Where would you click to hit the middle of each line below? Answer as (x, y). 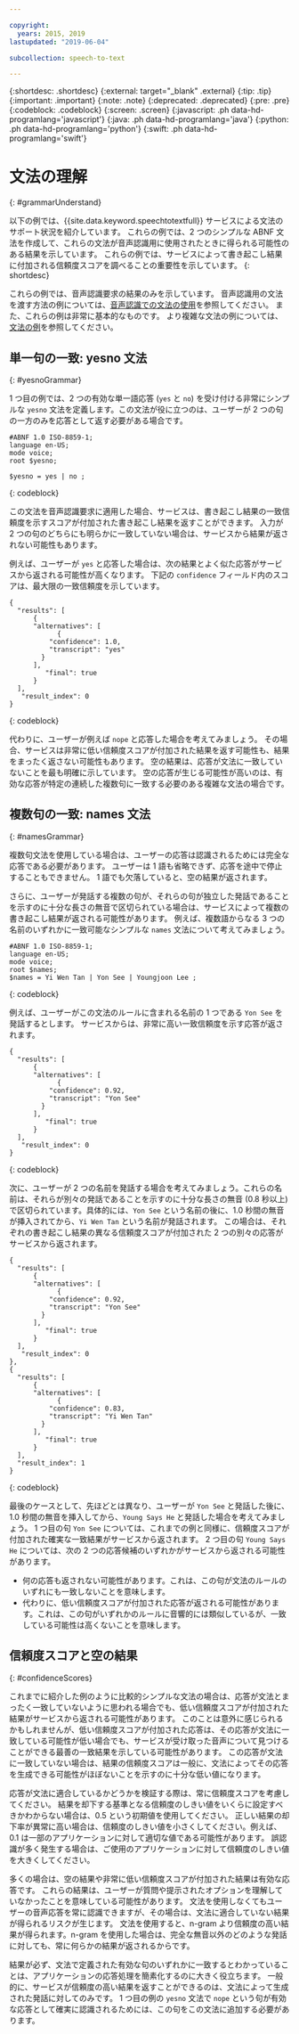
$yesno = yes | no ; (48, 477)
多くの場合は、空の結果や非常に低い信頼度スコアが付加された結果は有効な (145, 1879)
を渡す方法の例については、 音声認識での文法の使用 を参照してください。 (141, 305)
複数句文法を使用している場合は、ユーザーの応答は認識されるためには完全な (149, 854)
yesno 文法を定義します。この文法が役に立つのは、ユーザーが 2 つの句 (155, 409)
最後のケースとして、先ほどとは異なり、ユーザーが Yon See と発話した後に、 (149, 1506)
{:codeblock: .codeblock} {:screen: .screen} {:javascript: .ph (119, 110)
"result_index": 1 (52, 1463)
